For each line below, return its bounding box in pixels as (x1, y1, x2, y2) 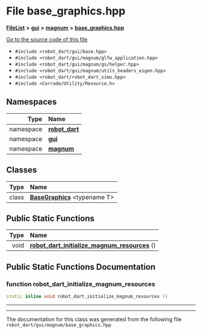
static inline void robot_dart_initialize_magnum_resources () (6, 294, 168, 300)
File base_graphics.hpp (6, 4, 126, 18)
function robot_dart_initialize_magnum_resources (6, 280, 155, 288)
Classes (6, 165, 37, 175)
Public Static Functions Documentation (6, 262, 156, 272)
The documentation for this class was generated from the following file (6, 315, 182, 323)
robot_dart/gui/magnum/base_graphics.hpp (6, 322, 112, 328)
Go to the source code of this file (6, 36, 88, 43)
